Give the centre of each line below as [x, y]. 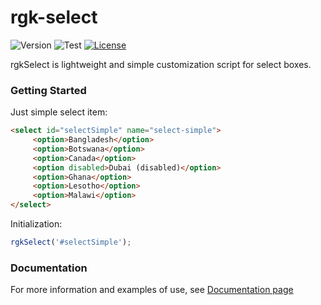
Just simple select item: [59, 112]
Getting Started [48, 90]
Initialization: [36, 224]
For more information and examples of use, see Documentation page [152, 290]
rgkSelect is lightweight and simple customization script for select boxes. [161, 64]
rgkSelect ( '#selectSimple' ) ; [71, 242]
